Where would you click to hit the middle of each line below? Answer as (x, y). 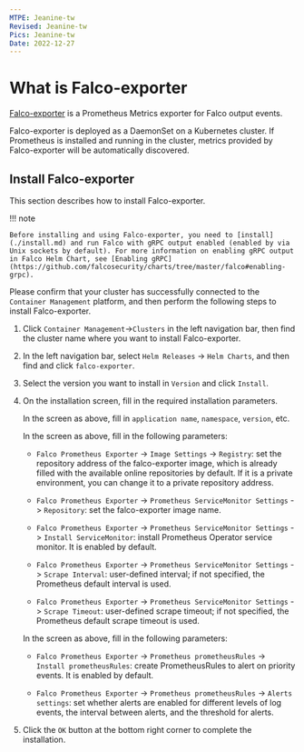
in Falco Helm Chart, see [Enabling (78, 259)
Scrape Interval (75, 575)
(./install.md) (38, 243)
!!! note (23, 218)
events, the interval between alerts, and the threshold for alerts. (155, 712)
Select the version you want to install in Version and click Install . (146, 383)
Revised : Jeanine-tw (49, 26)
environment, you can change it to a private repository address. (155, 482)
